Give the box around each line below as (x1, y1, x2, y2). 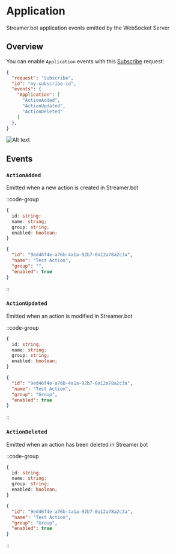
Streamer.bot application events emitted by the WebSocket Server (6, 24, 170, 31)
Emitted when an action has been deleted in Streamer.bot (6, 441, 148, 448)
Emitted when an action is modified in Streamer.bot (6, 312, 133, 319)
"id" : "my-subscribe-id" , (11, 80, 77, 87)
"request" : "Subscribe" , (11, 75, 74, 81)
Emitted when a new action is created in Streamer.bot (6, 184, 139, 191)
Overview (6, 42, 44, 52)
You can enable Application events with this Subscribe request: (6, 57, 165, 65)
